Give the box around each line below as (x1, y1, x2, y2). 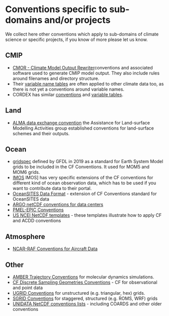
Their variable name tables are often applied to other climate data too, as (12, 81, 164, 87)
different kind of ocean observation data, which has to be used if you (12, 180, 156, 186)
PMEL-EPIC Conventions (12, 207, 64, 213)
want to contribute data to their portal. (12, 185, 92, 191)
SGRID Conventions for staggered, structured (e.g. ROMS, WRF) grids (12, 295, 158, 301)
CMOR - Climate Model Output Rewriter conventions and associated (12, 64, 153, 70)
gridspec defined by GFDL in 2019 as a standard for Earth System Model (12, 159, 163, 165)
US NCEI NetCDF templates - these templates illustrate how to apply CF (12, 212, 162, 218)
